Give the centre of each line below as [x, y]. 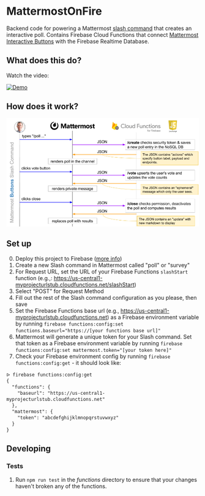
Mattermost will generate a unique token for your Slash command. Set [103, 337]
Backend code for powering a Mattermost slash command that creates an [99, 28]
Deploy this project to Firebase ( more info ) [69, 258]
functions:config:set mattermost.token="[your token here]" [93, 350]
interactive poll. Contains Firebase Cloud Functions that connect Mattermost [102, 34]
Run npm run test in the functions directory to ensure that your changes [106, 479]
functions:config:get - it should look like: [68, 362]
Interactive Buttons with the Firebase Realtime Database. [78, 41]
